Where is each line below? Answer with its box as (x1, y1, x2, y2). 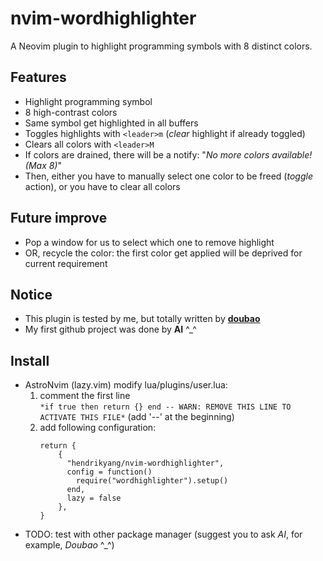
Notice (10, 286, 53, 303)
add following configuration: (39, 422, 157, 434)
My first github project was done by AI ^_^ (24, 323, 197, 336)
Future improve (10, 210, 108, 227)
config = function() (66, 467, 153, 477)
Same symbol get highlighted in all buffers (24, 117, 199, 129)
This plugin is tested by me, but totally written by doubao (24, 313, 261, 325)
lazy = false (66, 493, 122, 504)
